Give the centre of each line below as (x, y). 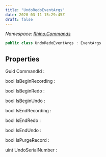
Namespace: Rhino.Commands (38, 34)
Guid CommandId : (25, 71)
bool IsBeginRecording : (30, 81)
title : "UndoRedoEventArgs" (35, 10)
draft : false (19, 19)
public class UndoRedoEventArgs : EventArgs (53, 43)
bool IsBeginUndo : (25, 101)
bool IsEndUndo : (23, 131)
